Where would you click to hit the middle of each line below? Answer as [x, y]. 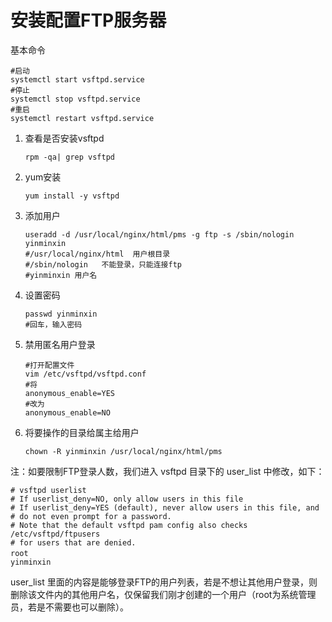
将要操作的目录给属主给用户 [82, 432]
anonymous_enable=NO [67, 412]
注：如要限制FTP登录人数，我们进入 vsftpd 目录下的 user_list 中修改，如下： [167, 471]
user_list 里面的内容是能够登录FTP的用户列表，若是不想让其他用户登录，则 [164, 582]
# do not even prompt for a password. [91, 516]
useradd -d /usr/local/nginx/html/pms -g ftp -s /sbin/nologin [159, 234]
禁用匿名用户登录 [60, 344]
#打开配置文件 [49, 365]
